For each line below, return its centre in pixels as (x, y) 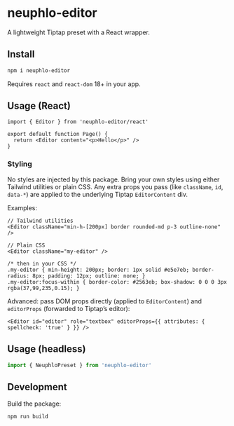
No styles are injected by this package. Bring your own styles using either (113, 179)
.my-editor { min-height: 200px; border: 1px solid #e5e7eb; (98, 270)
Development (37, 387)
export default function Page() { (58, 135)
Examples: (22, 207)
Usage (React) (39, 106)
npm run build (28, 417)
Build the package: (34, 404)
